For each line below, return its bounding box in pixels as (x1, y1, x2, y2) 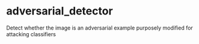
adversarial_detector (6, 4, 113, 18)
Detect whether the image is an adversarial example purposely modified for (6, 24, 194, 31)
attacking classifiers (6, 30, 56, 37)
